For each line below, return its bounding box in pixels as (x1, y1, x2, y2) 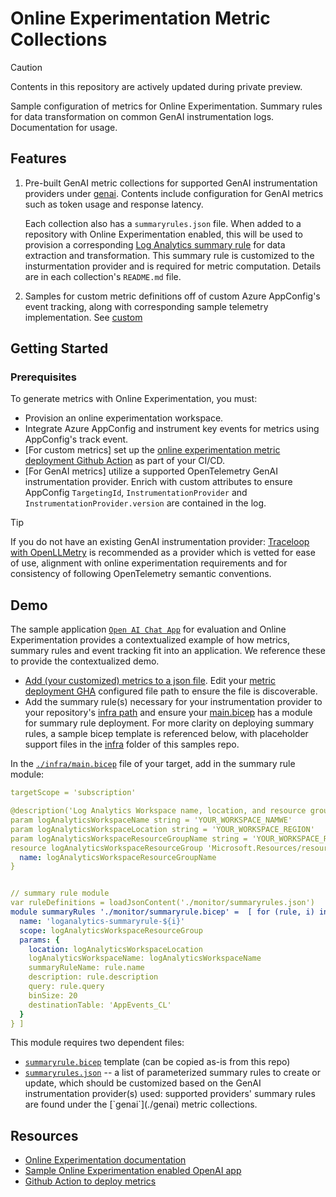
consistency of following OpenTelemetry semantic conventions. (10, 568, 272, 580)
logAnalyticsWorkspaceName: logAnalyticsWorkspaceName (28, 953, 262, 964)
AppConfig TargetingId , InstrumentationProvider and (24, 487, 248, 499)
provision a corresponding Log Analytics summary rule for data (24, 238, 286, 251)
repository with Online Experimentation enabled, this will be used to (24, 228, 303, 240)
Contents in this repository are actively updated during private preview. (10, 80, 303, 92)
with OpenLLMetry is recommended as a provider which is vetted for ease (10, 547, 316, 559)
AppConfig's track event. (24, 433, 129, 446)
